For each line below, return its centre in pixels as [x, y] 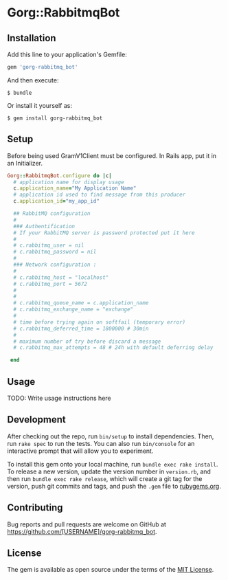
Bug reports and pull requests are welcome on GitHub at [87, 524]
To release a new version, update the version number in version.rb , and [109, 471]
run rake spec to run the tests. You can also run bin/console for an [101, 443]
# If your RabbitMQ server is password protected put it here [104, 233]
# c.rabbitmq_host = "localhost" [61, 277]
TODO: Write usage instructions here [59, 398]
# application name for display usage [69, 182]
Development [37, 420]
